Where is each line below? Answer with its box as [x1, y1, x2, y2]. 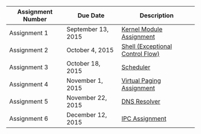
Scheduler [121, 63, 151, 71]
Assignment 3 [9, 63, 48, 71]
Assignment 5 [9, 98, 48, 105]
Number [23, 15, 47, 23]
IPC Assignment [121, 114, 166, 123]
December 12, [66, 111, 107, 119]
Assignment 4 [9, 80, 48, 88]
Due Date [77, 11, 105, 20]
